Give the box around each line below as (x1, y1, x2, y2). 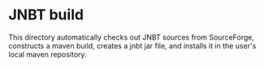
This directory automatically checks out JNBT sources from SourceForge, (8, 32, 254, 42)
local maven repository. (8, 49, 87, 59)
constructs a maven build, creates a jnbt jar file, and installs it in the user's (8, 40, 257, 50)
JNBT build (8, 6, 84, 24)
